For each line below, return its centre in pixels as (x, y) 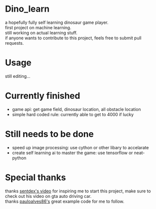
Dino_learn (27, 9)
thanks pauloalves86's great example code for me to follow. (65, 201)
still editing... (18, 76)
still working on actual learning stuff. (41, 33)
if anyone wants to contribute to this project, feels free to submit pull (73, 38)
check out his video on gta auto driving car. (48, 196)
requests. (15, 43)
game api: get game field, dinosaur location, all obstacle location (77, 109)
